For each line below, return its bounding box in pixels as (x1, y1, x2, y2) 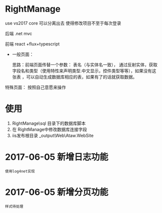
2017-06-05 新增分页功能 (5, 187, 108, 197)
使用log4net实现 (5, 169, 35, 174)
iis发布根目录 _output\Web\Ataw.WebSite (12, 132, 94, 138)
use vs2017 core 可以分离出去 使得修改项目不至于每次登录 (5, 20, 122, 26)
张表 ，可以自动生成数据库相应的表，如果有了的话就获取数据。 (12, 74, 137, 80)
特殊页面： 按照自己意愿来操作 (5, 84, 66, 90)
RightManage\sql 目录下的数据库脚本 (12, 120, 86, 126)
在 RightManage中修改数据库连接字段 (12, 126, 87, 132)
